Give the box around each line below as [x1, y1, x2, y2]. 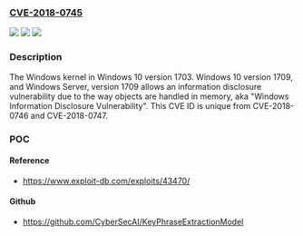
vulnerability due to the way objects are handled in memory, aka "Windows [9, 91, 289, 102]
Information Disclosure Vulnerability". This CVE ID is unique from [9, 100, 251, 111]
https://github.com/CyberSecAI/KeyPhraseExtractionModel [22, 216, 244, 227]
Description [9, 51, 63, 64]
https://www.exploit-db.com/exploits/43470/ [22, 175, 191, 186]
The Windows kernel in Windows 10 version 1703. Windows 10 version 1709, [9, 71, 293, 83]
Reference [9, 155, 50, 166]
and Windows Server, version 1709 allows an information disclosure [9, 81, 262, 92]
